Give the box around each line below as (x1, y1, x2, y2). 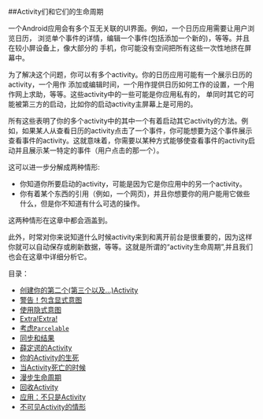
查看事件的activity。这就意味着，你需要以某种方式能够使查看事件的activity (8, 136, 249, 145)
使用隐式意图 (19, 306, 61, 314)
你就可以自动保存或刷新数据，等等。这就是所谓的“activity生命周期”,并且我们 (8, 243, 254, 251)
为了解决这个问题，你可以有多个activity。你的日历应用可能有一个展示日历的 (8, 70, 253, 79)
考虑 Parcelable (19, 324, 69, 332)
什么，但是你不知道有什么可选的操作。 (19, 199, 144, 208)
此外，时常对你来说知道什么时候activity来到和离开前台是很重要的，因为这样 (8, 232, 253, 242)
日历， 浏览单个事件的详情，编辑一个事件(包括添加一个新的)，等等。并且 (14, 34, 250, 43)
